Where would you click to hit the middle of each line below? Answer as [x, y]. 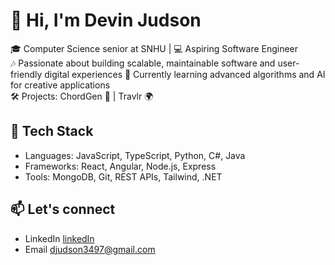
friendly [26, 74]
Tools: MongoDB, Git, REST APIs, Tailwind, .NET [123, 176]
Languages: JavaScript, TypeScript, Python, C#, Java [135, 155]
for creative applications [60, 85]
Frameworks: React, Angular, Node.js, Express [120, 166]
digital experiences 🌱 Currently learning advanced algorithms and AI [185, 74]
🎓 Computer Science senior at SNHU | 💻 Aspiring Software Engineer [154, 48]
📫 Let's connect [63, 209]
